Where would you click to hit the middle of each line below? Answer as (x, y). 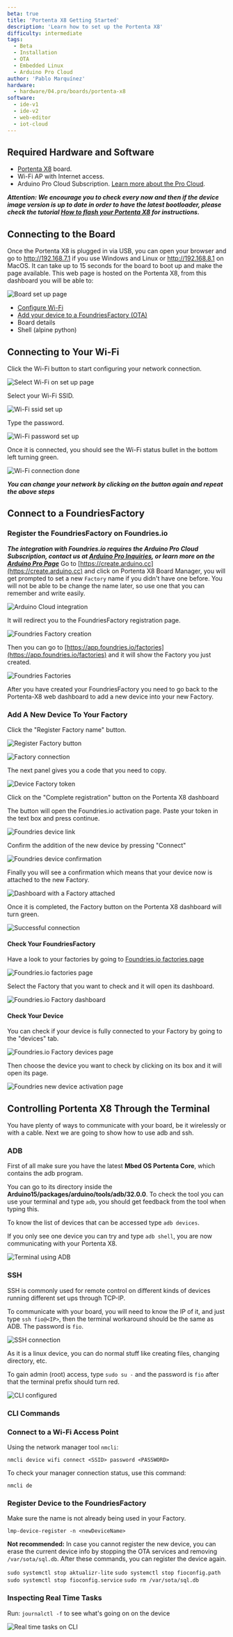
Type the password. (36, 422)
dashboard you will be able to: (50, 281)
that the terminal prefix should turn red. (63, 1382)
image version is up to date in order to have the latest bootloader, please (114, 205)
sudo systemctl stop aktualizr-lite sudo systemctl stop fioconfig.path (114, 1573)
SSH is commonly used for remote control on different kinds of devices (109, 1290)
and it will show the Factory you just (160, 655)
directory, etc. (27, 1361)
